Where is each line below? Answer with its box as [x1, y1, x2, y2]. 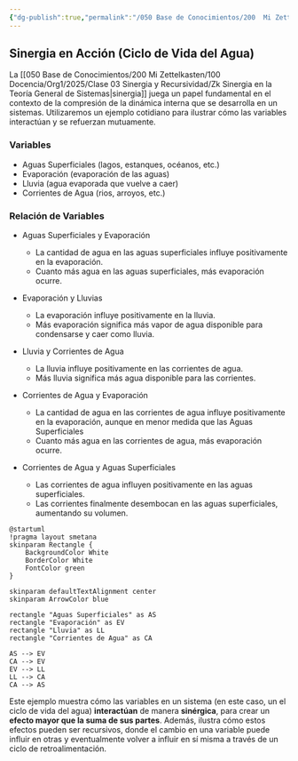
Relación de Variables [9, 210, 105, 222]
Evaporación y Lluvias [21, 292, 103, 303]
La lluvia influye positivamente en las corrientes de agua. [35, 364, 244, 374]
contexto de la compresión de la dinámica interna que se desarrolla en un [9, 98, 278, 108]
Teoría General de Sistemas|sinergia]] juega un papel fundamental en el [9, 88, 272, 99]
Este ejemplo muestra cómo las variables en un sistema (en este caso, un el [9, 696, 286, 707]
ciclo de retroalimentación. [9, 743, 107, 754]
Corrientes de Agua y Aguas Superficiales [21, 462, 176, 473]
